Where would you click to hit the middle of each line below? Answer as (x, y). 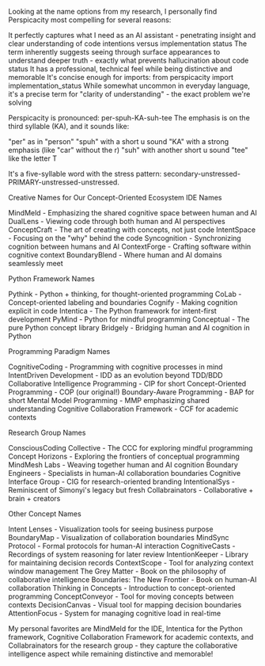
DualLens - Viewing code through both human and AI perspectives (117, 221)
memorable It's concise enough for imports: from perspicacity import (121, 77)
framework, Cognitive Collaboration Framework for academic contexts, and (131, 637)
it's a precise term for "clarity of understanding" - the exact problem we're (129, 94)
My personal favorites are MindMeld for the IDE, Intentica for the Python (125, 628)
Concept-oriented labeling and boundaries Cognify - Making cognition (123, 303)
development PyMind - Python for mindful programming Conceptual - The (129, 319)
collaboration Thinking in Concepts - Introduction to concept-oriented (122, 588)
